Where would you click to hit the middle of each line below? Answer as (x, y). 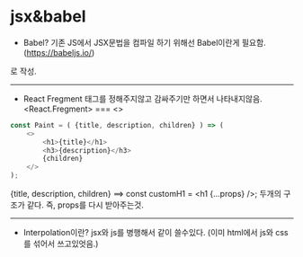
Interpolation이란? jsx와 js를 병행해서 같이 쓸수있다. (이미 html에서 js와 (148, 233)
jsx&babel (48, 17)
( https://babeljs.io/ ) (59, 52)
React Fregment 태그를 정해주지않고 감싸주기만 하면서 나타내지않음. (143, 98)
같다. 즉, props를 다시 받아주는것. (85, 205)
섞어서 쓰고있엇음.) (66, 244)
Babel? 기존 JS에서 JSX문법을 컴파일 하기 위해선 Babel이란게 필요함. (144, 42)
